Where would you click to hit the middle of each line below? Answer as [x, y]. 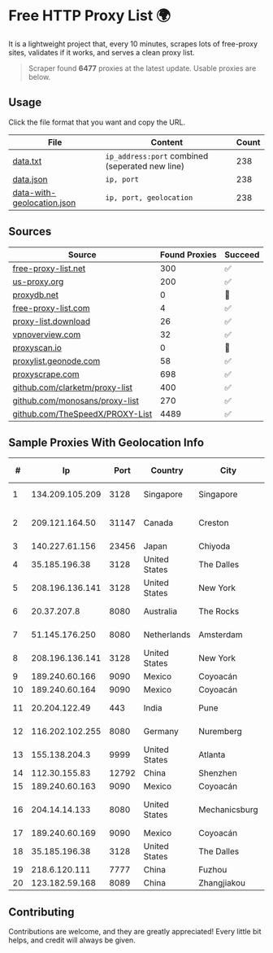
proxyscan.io [37, 348]
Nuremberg [220, 732]
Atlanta [212, 755]
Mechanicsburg [228, 810]
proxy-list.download [52, 321]
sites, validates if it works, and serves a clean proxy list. [102, 52]
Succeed [242, 255]
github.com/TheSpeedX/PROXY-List [82, 413]
